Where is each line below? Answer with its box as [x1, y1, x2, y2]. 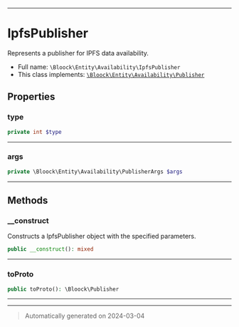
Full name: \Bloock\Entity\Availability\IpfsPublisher [17, 62, 181, 71]
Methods [7, 194, 48, 207]
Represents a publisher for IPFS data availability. [7, 48, 149, 57]
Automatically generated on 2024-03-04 [24, 311, 145, 321]
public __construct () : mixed [7, 246, 94, 253]
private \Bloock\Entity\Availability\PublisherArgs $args [7, 168, 183, 175]
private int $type [7, 128, 62, 135]
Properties [7, 90, 55, 103]
